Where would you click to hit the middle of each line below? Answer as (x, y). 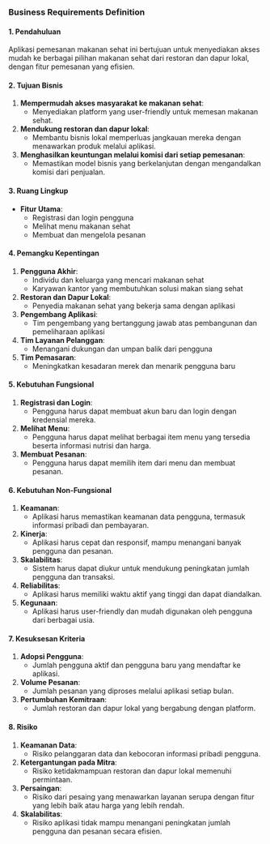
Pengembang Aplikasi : (59, 314)
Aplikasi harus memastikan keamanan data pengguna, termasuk (139, 516)
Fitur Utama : (41, 208)
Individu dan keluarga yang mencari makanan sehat (118, 280)
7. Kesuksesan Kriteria (47, 638)
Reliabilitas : (40, 585)
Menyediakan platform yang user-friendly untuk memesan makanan (145, 112)
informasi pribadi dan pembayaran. (91, 525)
